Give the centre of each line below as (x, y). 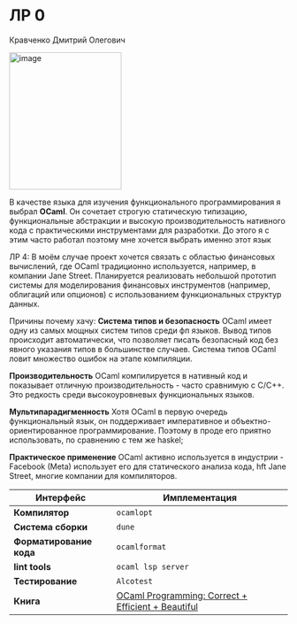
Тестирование (46, 581)
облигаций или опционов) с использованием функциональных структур (145, 294)
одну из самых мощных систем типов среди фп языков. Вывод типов (141, 330)
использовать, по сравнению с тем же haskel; (96, 440)
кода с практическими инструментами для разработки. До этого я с (139, 230)
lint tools (32, 566)
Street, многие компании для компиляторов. (93, 475)
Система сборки (51, 527)
